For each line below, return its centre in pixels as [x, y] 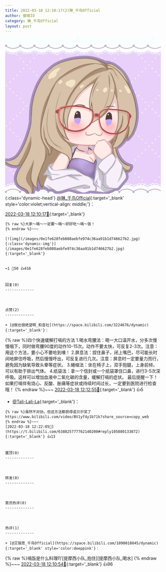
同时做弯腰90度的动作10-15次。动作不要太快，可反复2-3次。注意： [90, 347]
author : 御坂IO [20, 16]
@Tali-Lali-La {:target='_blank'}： [46, 402]
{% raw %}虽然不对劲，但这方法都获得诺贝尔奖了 [48, 412]
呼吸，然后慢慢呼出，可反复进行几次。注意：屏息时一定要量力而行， [91, 359]
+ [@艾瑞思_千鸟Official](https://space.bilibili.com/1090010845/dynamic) [82, 543]
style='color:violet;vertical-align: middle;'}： [50, 204]
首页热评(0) [16, 503]
